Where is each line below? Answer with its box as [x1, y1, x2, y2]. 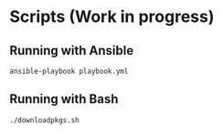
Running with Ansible [9, 43, 134, 58]
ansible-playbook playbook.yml [9, 67, 129, 76]
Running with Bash [9, 91, 119, 107]
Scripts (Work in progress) [9, 6, 215, 27]
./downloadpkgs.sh [9, 116, 80, 125]
